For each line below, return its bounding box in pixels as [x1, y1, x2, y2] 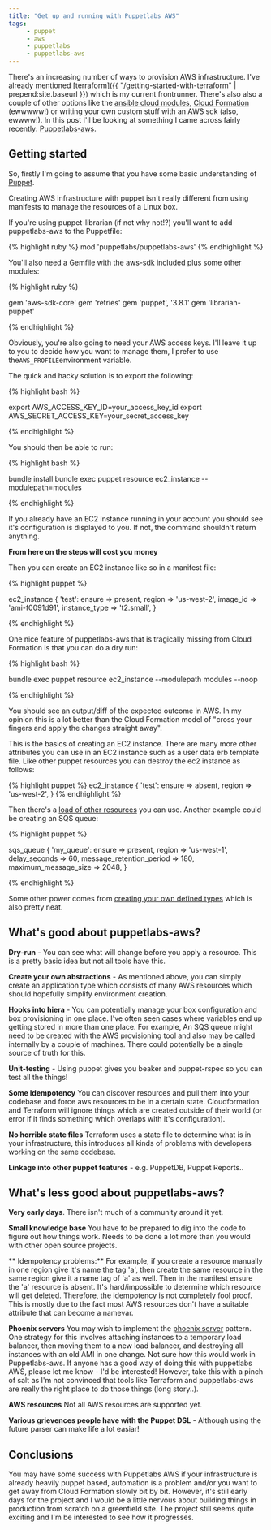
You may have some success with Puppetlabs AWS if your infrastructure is [8, 1469, 258, 1479]
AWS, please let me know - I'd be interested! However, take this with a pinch [8, 1367, 264, 1377]
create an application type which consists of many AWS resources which [8, 980, 252, 990]
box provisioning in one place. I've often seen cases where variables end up [8, 1013, 263, 1023]
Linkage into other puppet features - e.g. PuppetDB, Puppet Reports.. [8, 1162, 244, 1172]
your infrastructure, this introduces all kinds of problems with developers [8, 1138, 252, 1147]
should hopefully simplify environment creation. [8, 988, 168, 999]
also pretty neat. [8, 902, 63, 912]
